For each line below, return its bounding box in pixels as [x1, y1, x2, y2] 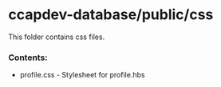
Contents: [8, 52, 48, 63]
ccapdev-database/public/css [8, 6, 214, 24]
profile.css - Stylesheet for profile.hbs [19, 70, 145, 80]
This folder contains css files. [8, 32, 105, 42]
